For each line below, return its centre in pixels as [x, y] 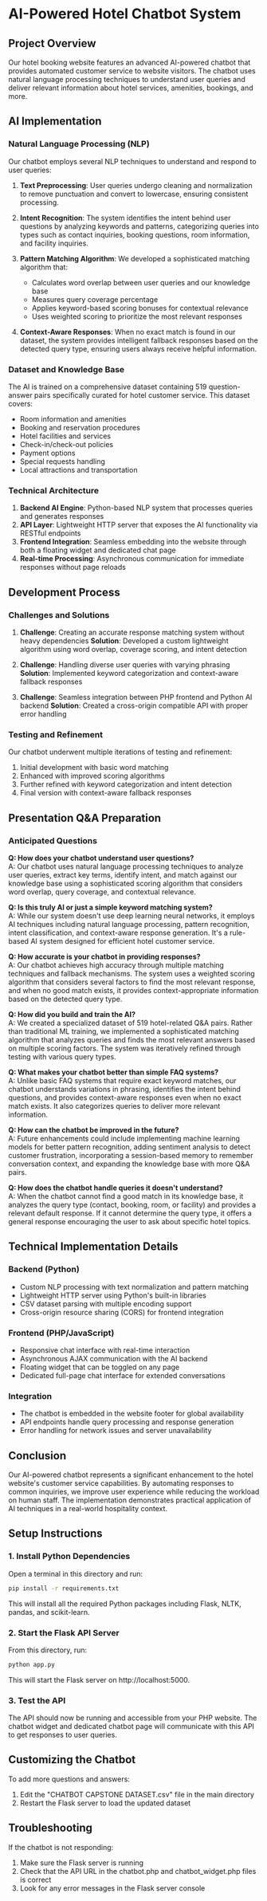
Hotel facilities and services [65, 436]
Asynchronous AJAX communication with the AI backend [114, 1358]
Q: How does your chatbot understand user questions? [101, 858]
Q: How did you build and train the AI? [72, 1014]
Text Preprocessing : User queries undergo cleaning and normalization [136, 185]
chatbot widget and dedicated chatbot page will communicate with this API [132, 1726]
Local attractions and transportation [79, 469]
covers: [21, 403]
